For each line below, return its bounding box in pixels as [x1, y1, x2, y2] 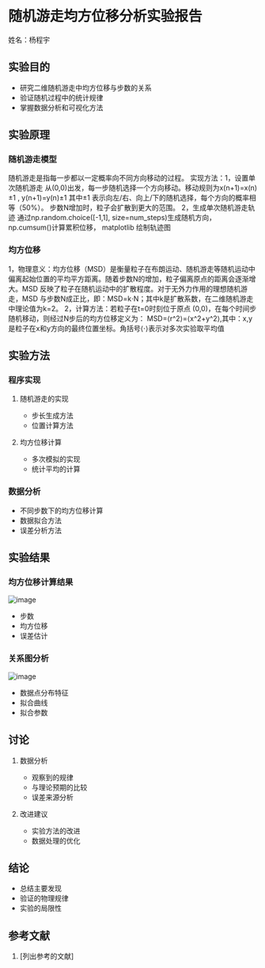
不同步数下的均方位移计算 [19, 505, 104, 515]
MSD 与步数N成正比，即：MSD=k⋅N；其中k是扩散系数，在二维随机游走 [21, 294, 254, 303]
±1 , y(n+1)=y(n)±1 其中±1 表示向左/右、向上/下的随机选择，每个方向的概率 [8, 193, 250, 203]
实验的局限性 [19, 904, 62, 913]
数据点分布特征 [19, 688, 69, 697]
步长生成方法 [31, 411, 74, 421]
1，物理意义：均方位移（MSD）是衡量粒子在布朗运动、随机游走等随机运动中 [8, 264, 256, 273]
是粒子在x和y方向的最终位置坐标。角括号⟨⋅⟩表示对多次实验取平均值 [8, 323, 225, 333]
